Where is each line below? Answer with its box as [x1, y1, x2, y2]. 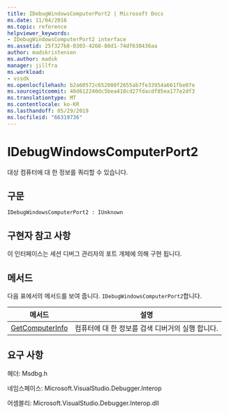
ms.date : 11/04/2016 [7, 17, 68, 24]
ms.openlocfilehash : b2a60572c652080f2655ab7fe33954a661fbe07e [7, 82, 195, 89]
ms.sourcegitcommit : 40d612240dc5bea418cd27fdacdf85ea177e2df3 [7, 88, 195, 95]
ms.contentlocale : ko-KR [7, 101, 80, 108]
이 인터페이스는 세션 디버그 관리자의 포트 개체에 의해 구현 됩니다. [7, 250, 183, 258]
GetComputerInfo [10, 323, 68, 332]
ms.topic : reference [7, 23, 68, 30]
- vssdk [7, 75, 30, 82]
